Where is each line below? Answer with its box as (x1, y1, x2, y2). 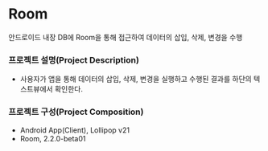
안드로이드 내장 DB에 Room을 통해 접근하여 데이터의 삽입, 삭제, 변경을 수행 (8, 32, 243, 42)
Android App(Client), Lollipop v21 (19, 125, 130, 135)
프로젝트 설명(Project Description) (8, 54, 139, 65)
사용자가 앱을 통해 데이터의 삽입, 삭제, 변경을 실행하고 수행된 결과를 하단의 (19, 74, 252, 84)
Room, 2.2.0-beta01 (19, 133, 86, 143)
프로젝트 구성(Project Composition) (8, 106, 144, 117)
